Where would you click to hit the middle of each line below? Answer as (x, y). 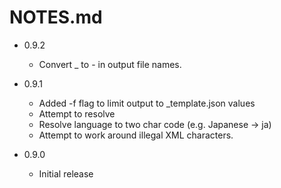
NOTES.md (56, 17)
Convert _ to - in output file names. (110, 64)
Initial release (66, 173)
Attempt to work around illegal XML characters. (136, 135)
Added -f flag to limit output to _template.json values (147, 103)
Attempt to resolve (77, 113)
